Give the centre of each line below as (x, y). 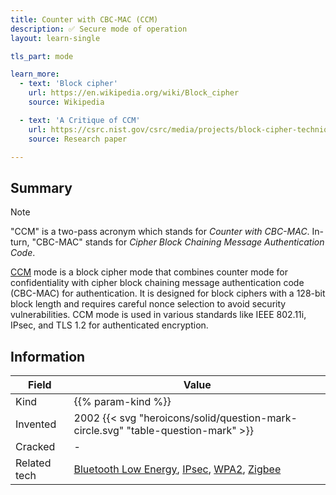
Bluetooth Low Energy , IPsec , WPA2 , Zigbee (177, 469)
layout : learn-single (55, 38)
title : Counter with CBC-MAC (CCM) (84, 19)
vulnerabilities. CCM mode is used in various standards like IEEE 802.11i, (158, 315)
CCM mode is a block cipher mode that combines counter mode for (149, 272)
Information (48, 356)
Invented (36, 424)
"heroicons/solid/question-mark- (218, 418)
